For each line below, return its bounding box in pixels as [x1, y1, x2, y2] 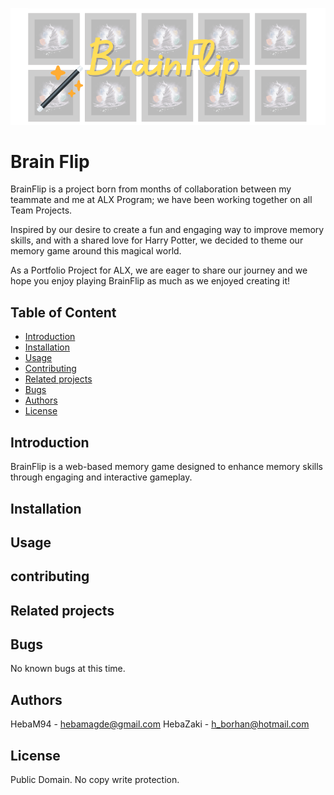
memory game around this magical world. [10, 245, 182, 257]
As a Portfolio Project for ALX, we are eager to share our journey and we [10, 264, 308, 277]
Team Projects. [10, 204, 73, 217]
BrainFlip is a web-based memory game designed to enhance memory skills [10, 461, 324, 473]
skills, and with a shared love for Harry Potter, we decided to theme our [10, 234, 304, 247]
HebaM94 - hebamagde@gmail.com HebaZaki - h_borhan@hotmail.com [10, 718, 310, 730]
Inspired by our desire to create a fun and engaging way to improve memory [10, 224, 325, 236]
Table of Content [10, 304, 117, 321]
